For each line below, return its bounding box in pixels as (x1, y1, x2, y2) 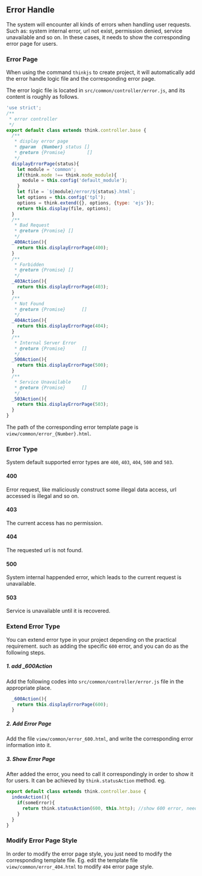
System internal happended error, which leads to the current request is (6, 574, 182, 581)
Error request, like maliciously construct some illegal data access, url (6, 486, 177, 493)
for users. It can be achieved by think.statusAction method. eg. (6, 777, 166, 784)
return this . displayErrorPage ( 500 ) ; (17, 362, 109, 368)
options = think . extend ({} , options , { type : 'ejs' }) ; (17, 200, 155, 206)
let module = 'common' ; (17, 166, 77, 172)
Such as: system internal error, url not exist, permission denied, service (6, 27, 183, 34)
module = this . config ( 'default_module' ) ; (22, 178, 128, 184)
